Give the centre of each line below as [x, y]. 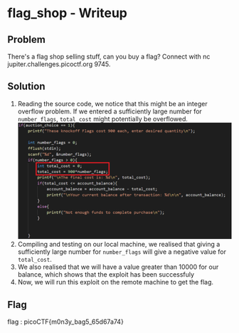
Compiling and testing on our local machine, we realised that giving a [119, 245]
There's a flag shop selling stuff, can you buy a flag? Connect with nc [109, 56]
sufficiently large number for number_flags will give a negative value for [122, 252]
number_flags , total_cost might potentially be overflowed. [103, 118]
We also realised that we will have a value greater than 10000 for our [118, 267]
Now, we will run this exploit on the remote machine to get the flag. [116, 282]
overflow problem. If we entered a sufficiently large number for [110, 111]
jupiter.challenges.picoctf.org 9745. [59, 64]
